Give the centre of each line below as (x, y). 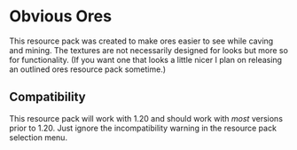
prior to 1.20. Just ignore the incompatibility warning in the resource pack (143, 128)
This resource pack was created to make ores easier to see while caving (141, 41)
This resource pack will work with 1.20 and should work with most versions (146, 118)
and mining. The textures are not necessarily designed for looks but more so (148, 50)
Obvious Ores (61, 16)
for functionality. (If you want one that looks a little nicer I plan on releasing (145, 59)
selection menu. (39, 137)
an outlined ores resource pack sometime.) (88, 69)
